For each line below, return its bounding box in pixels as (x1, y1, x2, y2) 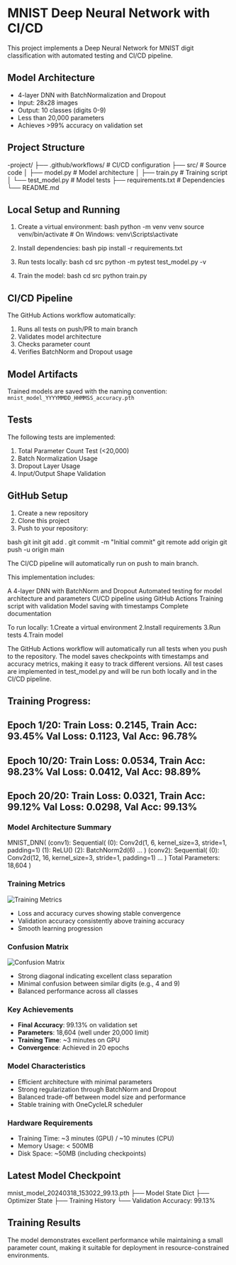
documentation (7, 609, 52, 618)
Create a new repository (17, 509, 89, 517)
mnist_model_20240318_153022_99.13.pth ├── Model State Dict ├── (7, 1188, 210, 1197)
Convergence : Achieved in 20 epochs (17, 1044, 130, 1052)
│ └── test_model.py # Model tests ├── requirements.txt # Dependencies (7, 176, 225, 184)
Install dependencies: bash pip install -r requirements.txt (17, 244, 183, 253)
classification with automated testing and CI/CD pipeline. (7, 51, 174, 60)
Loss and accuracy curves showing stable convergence (17, 909, 181, 917)
